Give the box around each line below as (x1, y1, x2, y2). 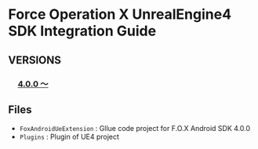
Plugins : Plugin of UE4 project (19, 132, 120, 142)
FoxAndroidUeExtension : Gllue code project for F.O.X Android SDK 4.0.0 (19, 124, 251, 133)
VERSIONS (8, 53, 61, 67)
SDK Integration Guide (8, 22, 157, 40)
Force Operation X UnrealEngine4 (8, 5, 232, 24)
